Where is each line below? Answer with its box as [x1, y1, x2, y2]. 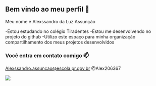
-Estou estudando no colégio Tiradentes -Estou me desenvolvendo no [5, 28, 151, 34]
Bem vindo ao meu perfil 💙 [5, 5, 90, 14]
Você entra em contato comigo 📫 [5, 52, 89, 59]
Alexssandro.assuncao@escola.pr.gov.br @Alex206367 [5, 65, 121, 71]
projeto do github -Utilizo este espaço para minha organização [5, 33, 136, 39]
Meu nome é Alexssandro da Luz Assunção [5, 18, 96, 24]
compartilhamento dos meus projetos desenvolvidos [5, 39, 115, 45]
